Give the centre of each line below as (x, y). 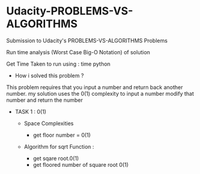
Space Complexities (49, 123)
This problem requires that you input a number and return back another (95, 87)
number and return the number (45, 100)
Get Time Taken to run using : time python (58, 64)
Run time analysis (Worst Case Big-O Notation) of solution (78, 52)
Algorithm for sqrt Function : (59, 146)
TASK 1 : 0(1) (30, 111)
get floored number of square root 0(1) (81, 164)
